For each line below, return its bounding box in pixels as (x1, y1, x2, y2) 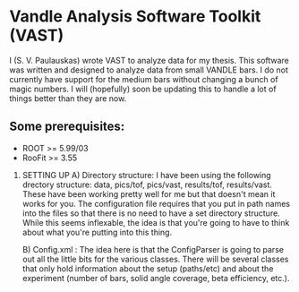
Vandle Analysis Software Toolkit (9, 6, 261, 27)
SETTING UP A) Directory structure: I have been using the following (21, 169, 271, 180)
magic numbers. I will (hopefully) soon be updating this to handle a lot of (9, 83, 277, 94)
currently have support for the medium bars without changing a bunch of (9, 73, 279, 84)
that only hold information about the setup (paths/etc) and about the (21, 262, 274, 274)
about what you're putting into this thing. (21, 227, 173, 237)
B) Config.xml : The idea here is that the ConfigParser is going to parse (21, 244, 285, 254)
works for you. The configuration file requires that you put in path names (21, 198, 291, 209)
